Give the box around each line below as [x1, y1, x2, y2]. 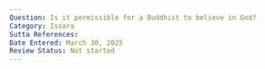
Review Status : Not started [9, 47, 116, 56]
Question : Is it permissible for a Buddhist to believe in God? [9, 13, 257, 22]
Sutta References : [9, 30, 79, 39]
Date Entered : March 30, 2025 [9, 38, 124, 47]
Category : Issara [9, 22, 75, 30]
